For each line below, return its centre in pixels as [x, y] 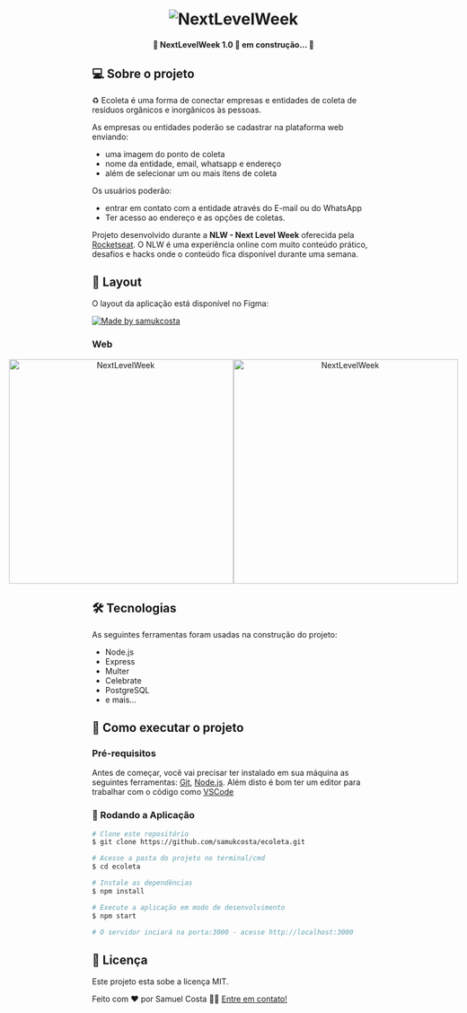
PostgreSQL [127, 690]
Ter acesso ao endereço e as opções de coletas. [195, 217]
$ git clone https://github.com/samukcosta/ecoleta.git [198, 842]
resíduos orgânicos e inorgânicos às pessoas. [177, 110]
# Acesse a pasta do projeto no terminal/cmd [178, 859]
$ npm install [119, 891]
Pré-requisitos [124, 753]
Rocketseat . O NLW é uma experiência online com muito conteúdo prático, [230, 244]
